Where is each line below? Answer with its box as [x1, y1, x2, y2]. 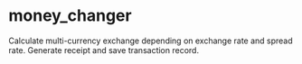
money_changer [8, 5, 132, 26]
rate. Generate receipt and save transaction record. [8, 44, 200, 55]
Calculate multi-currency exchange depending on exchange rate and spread [8, 35, 293, 46]
